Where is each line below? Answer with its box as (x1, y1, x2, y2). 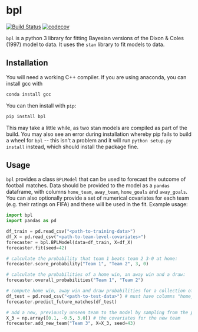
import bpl (6, 212, 33, 219)
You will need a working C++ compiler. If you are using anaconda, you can (6, 73, 187, 80)
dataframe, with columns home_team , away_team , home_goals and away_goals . (6, 188, 187, 196)
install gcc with (6, 80, 43, 87)
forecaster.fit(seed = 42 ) (6, 245, 67, 251)
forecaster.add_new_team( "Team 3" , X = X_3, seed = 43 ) (6, 320, 136, 327)
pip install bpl (6, 113, 46, 119)
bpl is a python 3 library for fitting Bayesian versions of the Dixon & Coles (6, 34, 184, 41)
